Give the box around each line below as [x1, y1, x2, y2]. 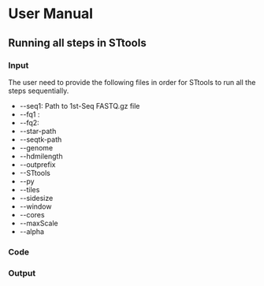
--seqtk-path [19, 135, 62, 144]
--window [19, 202, 52, 211]
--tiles [19, 184, 40, 194]
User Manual [8, 5, 93, 23]
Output [8, 267, 36, 278]
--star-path [19, 126, 57, 136]
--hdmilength [19, 151, 63, 161]
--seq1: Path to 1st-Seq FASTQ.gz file [19, 101, 140, 110]
